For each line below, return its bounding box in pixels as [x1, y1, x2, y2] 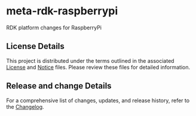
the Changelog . [6, 103, 44, 110]
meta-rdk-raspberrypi [6, 4, 118, 18]
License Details [6, 41, 65, 51]
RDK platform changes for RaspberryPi [6, 24, 102, 31]
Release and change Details [6, 81, 112, 91]
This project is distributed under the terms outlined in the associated [6, 57, 174, 64]
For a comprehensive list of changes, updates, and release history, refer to [6, 97, 190, 104]
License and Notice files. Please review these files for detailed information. [6, 63, 191, 71]
